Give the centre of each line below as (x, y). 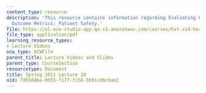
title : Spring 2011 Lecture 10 (46, 75)
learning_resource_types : (39, 40)
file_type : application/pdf (42, 35)
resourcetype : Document (37, 69)
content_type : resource (37, 12)
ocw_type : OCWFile (30, 52)
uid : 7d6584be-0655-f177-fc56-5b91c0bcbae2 (63, 80)
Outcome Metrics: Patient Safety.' (57, 23)
